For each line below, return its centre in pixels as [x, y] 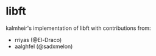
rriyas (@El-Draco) [38, 40]
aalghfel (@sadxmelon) [44, 46]
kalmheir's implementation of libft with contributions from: [78, 28]
